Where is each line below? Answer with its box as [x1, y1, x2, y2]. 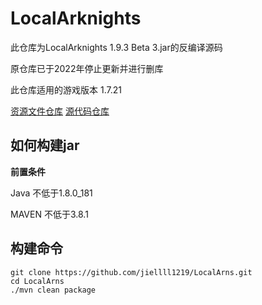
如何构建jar [10, 137, 80, 154]
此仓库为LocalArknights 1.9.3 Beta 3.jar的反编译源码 [10, 41, 223, 53]
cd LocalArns [10, 276, 65, 286]
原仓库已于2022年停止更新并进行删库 [10, 62, 164, 74]
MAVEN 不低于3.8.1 [10, 208, 89, 220]
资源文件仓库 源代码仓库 [10, 105, 110, 117]
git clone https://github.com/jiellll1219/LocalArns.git [10, 267, 253, 277]
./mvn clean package [10, 285, 97, 295]
